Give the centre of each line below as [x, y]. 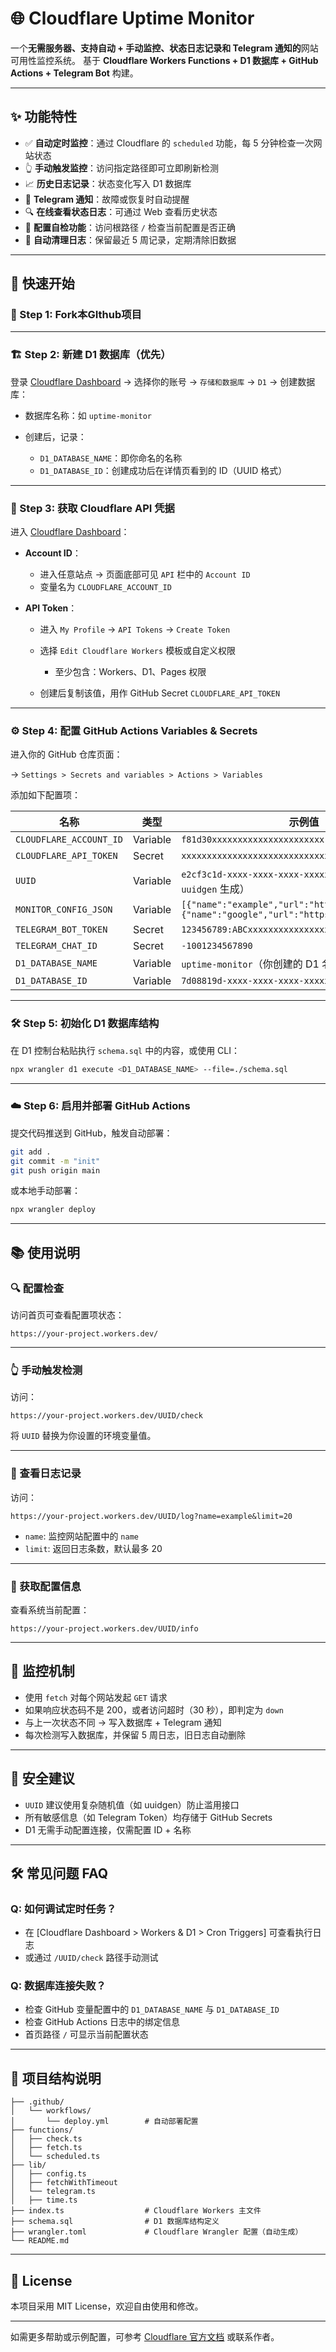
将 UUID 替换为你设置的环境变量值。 [83, 1436]
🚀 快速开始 [42, 283]
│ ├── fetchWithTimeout [64, 2183]
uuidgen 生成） [215, 889]
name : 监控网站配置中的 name [81, 1536]
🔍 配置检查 [37, 1288]
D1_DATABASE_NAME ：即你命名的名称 [111, 458]
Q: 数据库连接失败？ [58, 1986]
